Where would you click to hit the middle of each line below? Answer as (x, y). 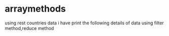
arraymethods (36, 9)
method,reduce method (29, 28)
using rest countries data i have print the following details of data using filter (84, 23)
